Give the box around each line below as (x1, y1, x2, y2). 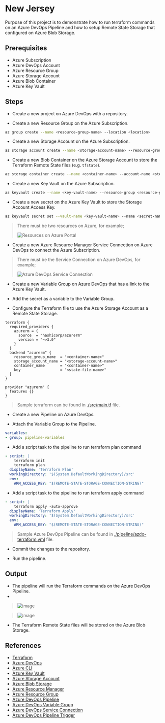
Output (5, 570, 27, 578)
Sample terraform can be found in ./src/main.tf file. (17, 402, 120, 408)
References (5, 641, 41, 650)
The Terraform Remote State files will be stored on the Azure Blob (12, 622, 146, 628)
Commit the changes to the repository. (12, 546, 90, 552)
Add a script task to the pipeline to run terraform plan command (12, 444, 141, 450)
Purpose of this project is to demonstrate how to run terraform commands (5, 19, 155, 25)
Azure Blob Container (12, 78, 56, 84)
